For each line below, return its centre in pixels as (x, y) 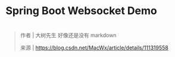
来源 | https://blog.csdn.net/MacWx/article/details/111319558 (94, 48)
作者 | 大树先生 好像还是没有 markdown (68, 35)
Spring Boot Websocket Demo (81, 11)
